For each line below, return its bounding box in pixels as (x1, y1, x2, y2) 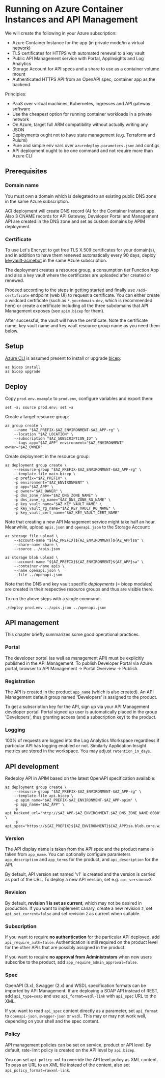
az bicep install (5, 365, 41, 370)
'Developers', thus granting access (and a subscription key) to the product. (5, 714, 157, 720)
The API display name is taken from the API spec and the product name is (5, 846, 154, 852)
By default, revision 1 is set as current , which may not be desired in (5, 900, 142, 906)
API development (5, 762, 59, 770)
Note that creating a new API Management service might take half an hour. (5, 519, 156, 524)
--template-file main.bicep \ (14, 471, 76, 476)
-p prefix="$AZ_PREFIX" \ (14, 476, 67, 481)
